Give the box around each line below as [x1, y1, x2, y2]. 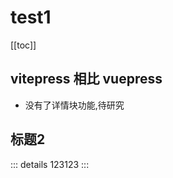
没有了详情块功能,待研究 [24, 99, 125, 111]
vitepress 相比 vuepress [10, 71, 163, 88]
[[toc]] [10, 39, 37, 51]
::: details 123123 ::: [10, 158, 90, 170]
